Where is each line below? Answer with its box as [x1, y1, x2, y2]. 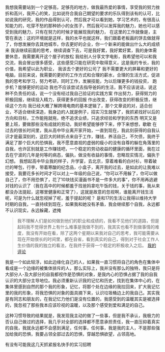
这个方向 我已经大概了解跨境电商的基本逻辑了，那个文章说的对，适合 [9, 103, 148, 108]
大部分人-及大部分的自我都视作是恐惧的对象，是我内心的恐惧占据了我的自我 [5, 271, 158, 277]
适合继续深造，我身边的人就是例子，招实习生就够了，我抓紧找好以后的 [18, 109, 160, 115]
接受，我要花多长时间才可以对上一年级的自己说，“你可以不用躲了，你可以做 [5, 170, 158, 176]
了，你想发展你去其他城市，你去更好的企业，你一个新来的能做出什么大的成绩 [5, 41, 160, 47]
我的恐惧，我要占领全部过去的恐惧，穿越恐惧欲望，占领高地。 [13, 331, 138, 337]
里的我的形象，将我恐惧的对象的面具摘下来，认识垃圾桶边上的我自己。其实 [5, 290, 156, 295]
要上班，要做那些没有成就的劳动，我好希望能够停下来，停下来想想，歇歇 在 [5, 121, 157, 127]
